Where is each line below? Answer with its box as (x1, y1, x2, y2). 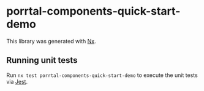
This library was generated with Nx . (6, 37, 96, 45)
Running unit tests (6, 55, 78, 65)
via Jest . (6, 78, 28, 85)
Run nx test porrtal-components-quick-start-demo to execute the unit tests (6, 71, 198, 79)
